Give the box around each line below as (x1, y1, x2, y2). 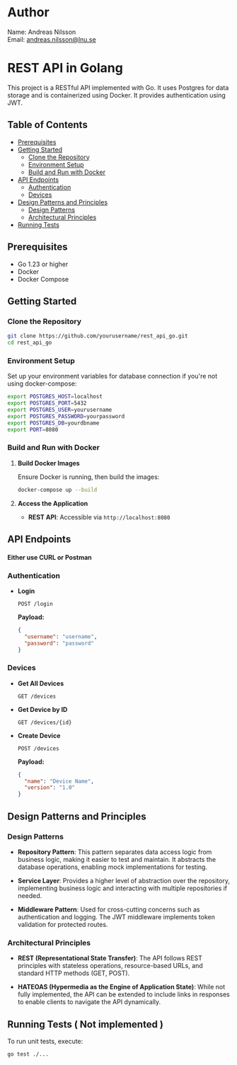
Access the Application (17, 499, 88, 507)
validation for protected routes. (17, 920, 108, 928)
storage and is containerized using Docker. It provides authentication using (7, 91, 226, 99)
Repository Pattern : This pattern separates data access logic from (17, 847, 212, 856)
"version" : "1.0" (24, 784, 76, 791)
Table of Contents (7, 119, 88, 131)
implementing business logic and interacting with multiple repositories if (17, 884, 228, 892)
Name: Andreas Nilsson (7, 28, 76, 36)
